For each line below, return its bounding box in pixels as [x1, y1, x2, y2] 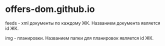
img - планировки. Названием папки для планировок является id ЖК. [5, 35, 154, 41]
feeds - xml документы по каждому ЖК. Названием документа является [5, 20, 161, 26]
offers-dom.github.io [5, 3, 95, 15]
